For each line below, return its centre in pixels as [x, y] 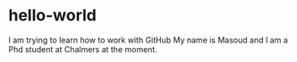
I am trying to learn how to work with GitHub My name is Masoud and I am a [148, 40]
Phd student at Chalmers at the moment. [83, 49]
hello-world [53, 15]
